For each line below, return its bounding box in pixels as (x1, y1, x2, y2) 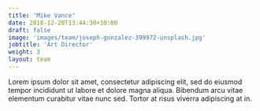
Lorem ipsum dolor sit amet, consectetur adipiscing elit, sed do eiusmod (8, 76, 243, 87)
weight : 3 (8, 48, 41, 56)
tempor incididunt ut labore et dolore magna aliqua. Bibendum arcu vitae (8, 85, 243, 94)
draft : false (8, 26, 51, 34)
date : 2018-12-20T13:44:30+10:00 (8, 19, 118, 27)
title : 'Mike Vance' (8, 11, 76, 20)
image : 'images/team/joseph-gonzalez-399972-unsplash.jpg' (8, 33, 206, 42)
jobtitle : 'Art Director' (8, 41, 93, 49)
